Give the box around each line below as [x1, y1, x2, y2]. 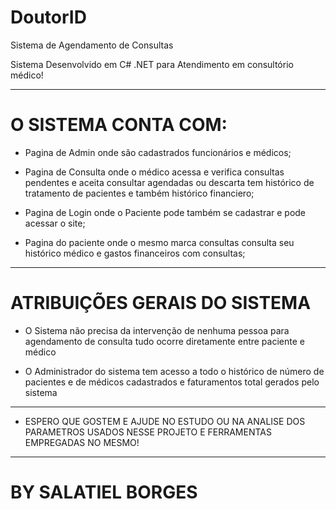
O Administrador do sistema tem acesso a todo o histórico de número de [24, 365, 325, 377]
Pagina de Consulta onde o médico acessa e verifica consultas [24, 166, 285, 178]
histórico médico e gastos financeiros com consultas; [24, 247, 246, 259]
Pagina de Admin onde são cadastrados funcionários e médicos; [24, 146, 292, 158]
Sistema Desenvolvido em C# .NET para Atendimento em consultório [10, 58, 294, 70]
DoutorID [10, 6, 87, 29]
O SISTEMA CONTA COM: [10, 114, 228, 136]
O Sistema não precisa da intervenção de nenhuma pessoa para [24, 324, 290, 336]
